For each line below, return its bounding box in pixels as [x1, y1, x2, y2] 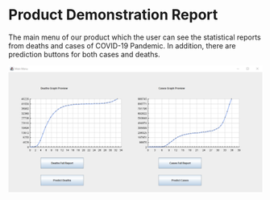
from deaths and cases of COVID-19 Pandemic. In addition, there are [8, 40, 236, 50]
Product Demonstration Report [8, 6, 218, 24]
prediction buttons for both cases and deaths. [8, 49, 160, 59]
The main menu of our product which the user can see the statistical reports [8, 32, 262, 42]
